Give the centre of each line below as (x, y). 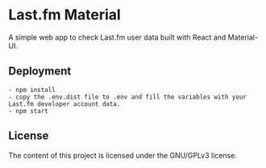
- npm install (32, 90)
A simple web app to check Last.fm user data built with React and (117, 37)
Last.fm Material (64, 15)
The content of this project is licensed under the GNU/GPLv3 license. (123, 155)
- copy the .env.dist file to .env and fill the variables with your (128, 97)
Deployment (40, 71)
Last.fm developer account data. (64, 104)
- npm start (28, 111)
